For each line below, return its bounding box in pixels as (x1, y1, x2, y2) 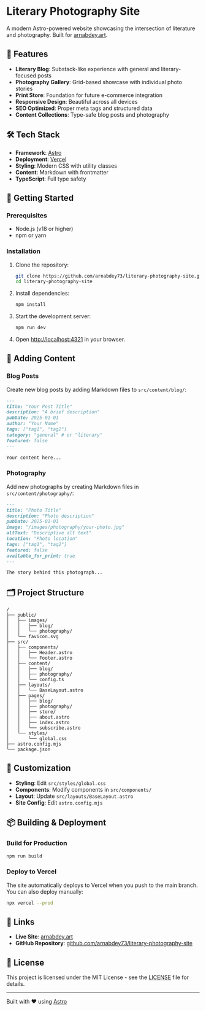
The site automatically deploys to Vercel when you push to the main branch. (6, 881, 198, 889)
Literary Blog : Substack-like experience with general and (15, 65, 160, 72)
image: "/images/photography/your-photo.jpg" (6, 524, 124, 531)
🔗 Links (6, 917, 35, 927)
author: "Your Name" (6, 421, 59, 427)
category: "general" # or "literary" (6, 432, 103, 438)
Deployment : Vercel (15, 155, 67, 163)
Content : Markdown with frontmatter (15, 168, 109, 176)
